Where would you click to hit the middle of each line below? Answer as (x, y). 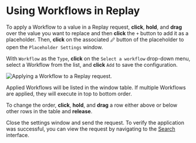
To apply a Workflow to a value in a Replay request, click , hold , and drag (94, 27)
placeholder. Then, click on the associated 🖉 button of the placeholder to (95, 39)
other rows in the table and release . (49, 111)
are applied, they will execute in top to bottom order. (69, 93)
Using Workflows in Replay (73, 11)
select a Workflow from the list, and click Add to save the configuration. (92, 64)
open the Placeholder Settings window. (55, 47)
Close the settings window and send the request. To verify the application (95, 122)
